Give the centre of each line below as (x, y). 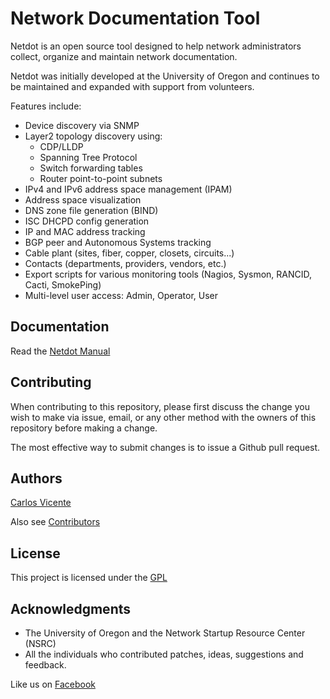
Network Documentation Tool (135, 18)
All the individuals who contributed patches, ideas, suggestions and (164, 654)
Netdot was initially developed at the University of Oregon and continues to (165, 76)
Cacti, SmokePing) (63, 284)
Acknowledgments (71, 608)
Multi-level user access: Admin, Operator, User (121, 295)
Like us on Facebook (53, 684)
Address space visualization (83, 199)
